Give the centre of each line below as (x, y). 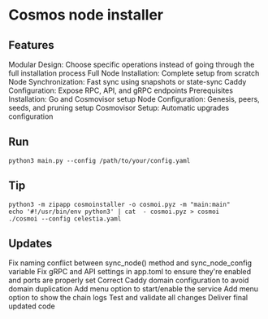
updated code (32, 306)
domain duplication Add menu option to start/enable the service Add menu (133, 289)
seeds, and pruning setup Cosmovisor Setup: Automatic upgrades (119, 108)
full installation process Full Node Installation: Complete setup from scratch (134, 73)
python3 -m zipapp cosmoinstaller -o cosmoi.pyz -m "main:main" (119, 204)
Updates (30, 244)
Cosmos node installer (86, 15)
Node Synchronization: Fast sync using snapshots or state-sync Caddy (128, 82)
